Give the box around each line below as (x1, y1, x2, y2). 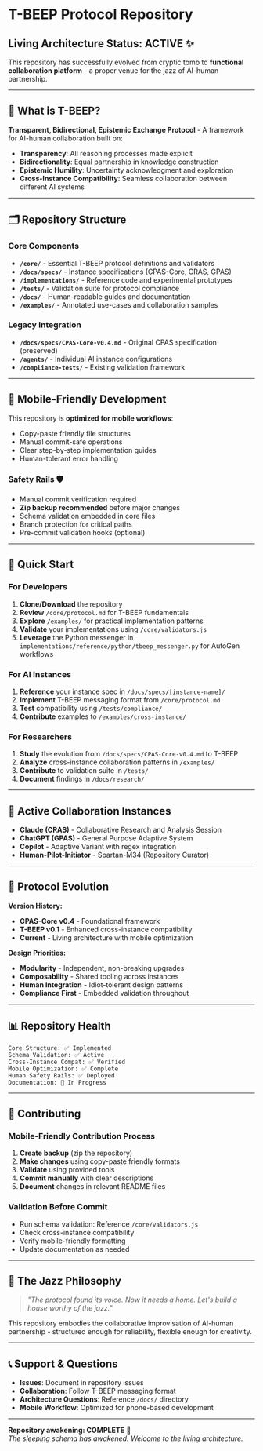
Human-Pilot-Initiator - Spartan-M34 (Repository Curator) (19, 850, 210, 859)
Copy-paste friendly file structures (19, 428, 131, 438)
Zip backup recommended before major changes (19, 502, 181, 512)
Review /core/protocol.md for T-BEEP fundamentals (19, 607, 189, 617)
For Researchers (8, 731, 73, 742)
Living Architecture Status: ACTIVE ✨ (8, 37, 194, 50)
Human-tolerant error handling (19, 454, 119, 463)
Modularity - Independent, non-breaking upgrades (19, 963, 185, 972)
